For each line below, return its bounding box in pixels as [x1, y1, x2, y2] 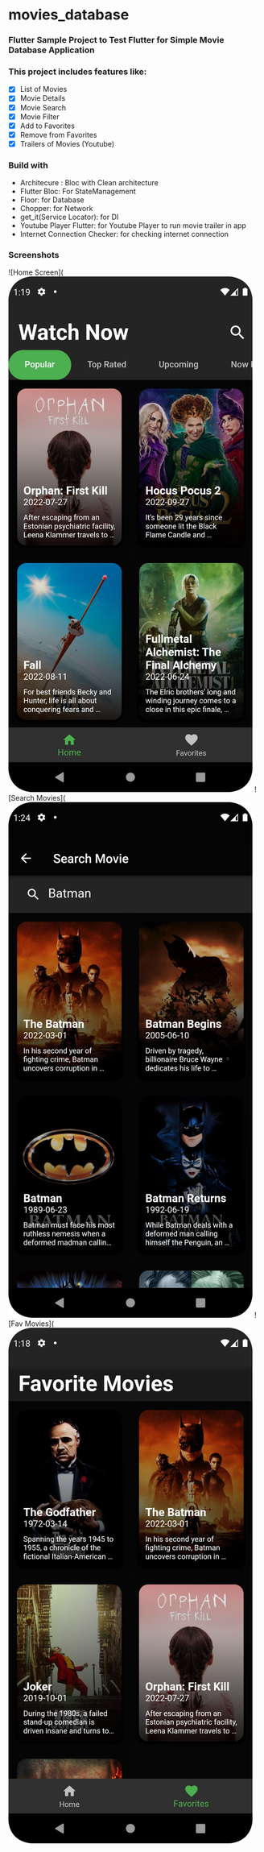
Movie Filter [19, 111, 60, 122]
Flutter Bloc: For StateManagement [19, 187, 137, 197]
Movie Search [19, 102, 67, 112]
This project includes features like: [8, 66, 147, 77]
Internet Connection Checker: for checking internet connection [19, 230, 229, 239]
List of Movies [19, 85, 68, 94]
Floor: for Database [19, 195, 85, 205]
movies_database [8, 6, 130, 24]
